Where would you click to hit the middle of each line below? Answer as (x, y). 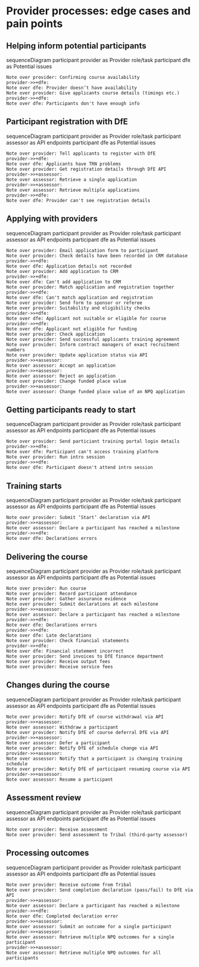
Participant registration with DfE (67, 122)
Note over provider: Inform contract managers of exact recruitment (93, 345)
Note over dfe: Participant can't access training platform (83, 452)
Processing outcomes (48, 853)
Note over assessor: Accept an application (61, 366)
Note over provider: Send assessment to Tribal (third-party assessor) (97, 834)
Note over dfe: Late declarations (49, 636)
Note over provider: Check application (56, 334)
